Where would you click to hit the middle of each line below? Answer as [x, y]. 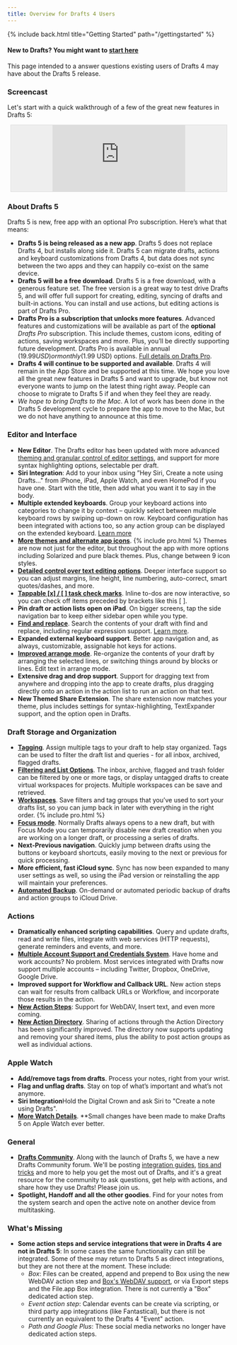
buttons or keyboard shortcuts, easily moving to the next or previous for [122, 853]
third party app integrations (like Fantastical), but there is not [116, 1312]
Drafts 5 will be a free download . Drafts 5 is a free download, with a [116, 281]
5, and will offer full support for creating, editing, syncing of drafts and [120, 296]
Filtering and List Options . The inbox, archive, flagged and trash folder [121, 770]
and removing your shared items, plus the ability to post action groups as [124, 1037]
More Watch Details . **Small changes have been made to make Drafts [121, 1116]
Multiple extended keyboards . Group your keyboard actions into [112, 503]
